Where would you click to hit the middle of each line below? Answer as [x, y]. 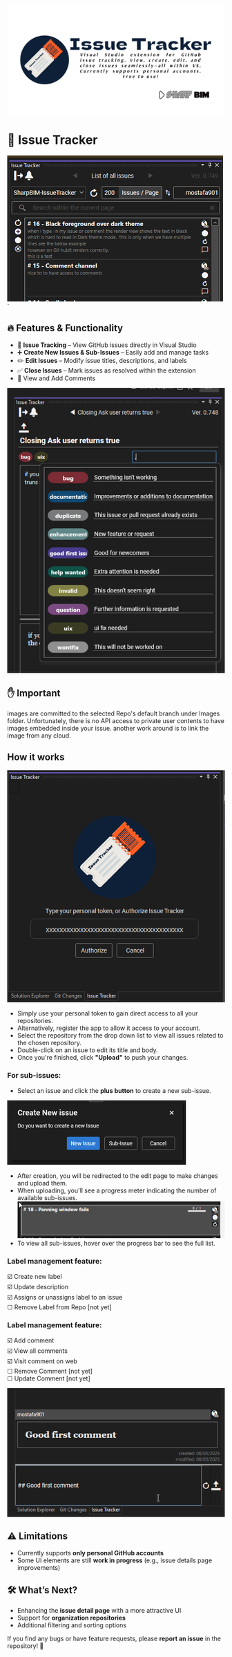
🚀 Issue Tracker [52, 140]
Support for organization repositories [71, 1618]
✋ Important [34, 693]
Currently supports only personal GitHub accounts [90, 1553]
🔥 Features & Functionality [65, 328]
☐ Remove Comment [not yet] [50, 1372]
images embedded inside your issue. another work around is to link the [108, 728]
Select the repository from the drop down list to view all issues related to [120, 1036]
